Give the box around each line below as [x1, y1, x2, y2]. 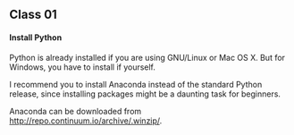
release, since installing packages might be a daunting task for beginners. [9, 89, 281, 99]
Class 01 [9, 7, 58, 22]
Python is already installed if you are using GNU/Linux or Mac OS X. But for [9, 52, 286, 63]
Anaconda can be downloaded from [9, 105, 142, 116]
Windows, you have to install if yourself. [9, 62, 156, 72]
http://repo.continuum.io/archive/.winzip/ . [9, 115, 163, 126]
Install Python [9, 31, 63, 43]
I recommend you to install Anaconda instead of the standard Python [9, 79, 263, 89]
